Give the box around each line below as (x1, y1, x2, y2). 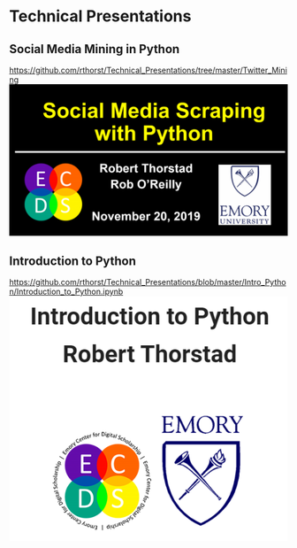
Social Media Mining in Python (9, 42, 180, 57)
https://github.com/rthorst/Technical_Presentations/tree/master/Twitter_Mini (9, 65, 287, 75)
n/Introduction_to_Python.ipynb (9, 286, 124, 297)
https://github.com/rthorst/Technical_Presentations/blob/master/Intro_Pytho (9, 276, 286, 287)
